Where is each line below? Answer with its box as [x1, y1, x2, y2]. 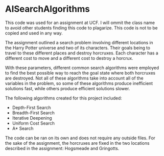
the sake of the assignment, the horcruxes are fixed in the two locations [5, 140, 150, 146]
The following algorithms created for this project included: [5, 95, 122, 101]
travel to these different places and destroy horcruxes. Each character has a [5, 50, 159, 56]
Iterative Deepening [12, 115, 52, 121]
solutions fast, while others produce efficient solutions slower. [5, 85, 130, 91]
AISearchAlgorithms [5, 3, 90, 15]
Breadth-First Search [12, 109, 55, 116]
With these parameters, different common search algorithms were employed [5, 65, 159, 71]
